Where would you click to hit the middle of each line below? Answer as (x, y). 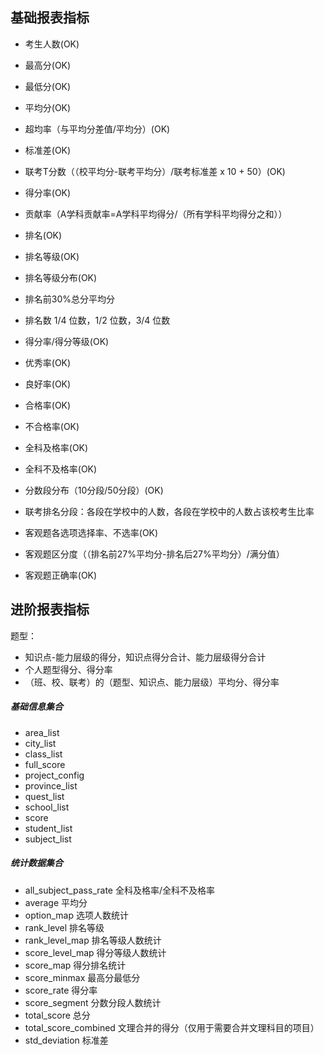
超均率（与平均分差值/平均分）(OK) (97, 129)
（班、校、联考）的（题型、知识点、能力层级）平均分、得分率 (152, 682)
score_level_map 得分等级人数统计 (95, 952)
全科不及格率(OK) (61, 469)
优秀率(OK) (48, 362)
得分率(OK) (48, 192)
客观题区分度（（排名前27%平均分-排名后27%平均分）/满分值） (154, 554)
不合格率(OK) (52, 426)
